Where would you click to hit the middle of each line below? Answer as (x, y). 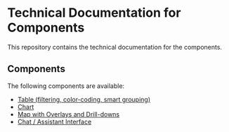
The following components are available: (66, 86)
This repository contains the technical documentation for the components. (115, 47)
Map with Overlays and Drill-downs (68, 114)
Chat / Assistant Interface (54, 122)
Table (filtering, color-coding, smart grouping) (84, 99)
